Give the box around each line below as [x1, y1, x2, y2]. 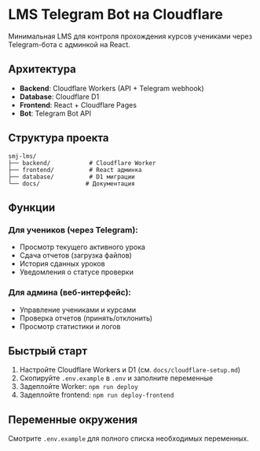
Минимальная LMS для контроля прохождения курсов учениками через [8, 31, 253, 41]
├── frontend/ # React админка [8, 166, 143, 174]
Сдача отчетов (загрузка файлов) [19, 251, 132, 260]
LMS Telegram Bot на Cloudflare [8, 5, 224, 24]
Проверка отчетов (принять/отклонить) [19, 313, 153, 323]
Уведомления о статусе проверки [19, 267, 134, 277]
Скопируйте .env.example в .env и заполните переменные [19, 373, 214, 383]
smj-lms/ [8, 152, 37, 160]
